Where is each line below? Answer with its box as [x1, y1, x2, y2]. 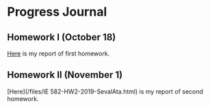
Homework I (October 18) [7, 31, 116, 43]
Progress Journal [7, 4, 107, 20]
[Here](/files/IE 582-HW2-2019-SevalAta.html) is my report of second [7, 87, 204, 96]
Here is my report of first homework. [7, 49, 110, 57]
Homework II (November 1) [7, 69, 123, 81]
